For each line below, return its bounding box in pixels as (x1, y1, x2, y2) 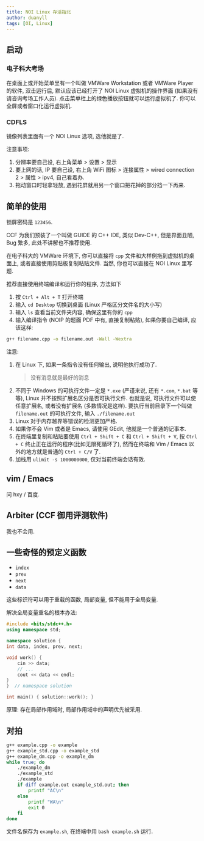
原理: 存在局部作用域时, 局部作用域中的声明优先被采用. (6, 706, 142, 713)
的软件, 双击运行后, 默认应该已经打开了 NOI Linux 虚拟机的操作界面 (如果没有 (6, 87, 199, 95)
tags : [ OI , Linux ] (6, 20, 53, 26)
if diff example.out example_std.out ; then (17, 782, 130, 788)
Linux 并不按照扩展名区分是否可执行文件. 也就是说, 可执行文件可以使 (25, 395, 197, 402)
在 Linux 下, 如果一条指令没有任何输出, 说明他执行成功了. (15, 361, 157, 369)
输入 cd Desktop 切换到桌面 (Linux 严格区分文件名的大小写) (15, 301, 163, 309)
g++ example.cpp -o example (6, 742, 78, 748)
